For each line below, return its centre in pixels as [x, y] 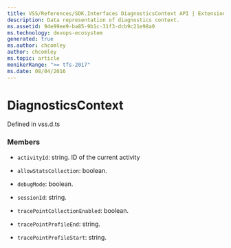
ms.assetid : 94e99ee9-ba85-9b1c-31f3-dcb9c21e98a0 [81, 26]
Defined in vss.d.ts [34, 124]
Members [23, 142]
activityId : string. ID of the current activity [78, 157]
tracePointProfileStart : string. [62, 237]
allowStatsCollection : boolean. [62, 170]
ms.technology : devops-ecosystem [55, 33]
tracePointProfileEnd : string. [59, 224]
